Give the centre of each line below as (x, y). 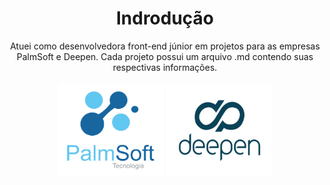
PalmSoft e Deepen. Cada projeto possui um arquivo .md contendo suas (165, 56)
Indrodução (165, 18)
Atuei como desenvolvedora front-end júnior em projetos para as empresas (165, 46)
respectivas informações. (165, 67)
